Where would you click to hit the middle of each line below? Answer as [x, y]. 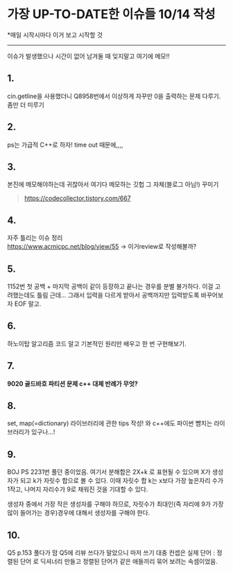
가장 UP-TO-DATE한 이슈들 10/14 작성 [112, 14]
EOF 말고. [28, 304]
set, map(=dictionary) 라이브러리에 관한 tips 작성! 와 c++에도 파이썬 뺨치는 [110, 423]
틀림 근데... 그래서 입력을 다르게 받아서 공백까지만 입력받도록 [118, 295]
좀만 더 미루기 [26, 104]
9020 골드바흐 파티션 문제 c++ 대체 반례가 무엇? [73, 384]
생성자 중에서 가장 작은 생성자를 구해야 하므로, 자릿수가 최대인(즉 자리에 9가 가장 [115, 504]
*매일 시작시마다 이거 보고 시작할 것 [55, 35]
